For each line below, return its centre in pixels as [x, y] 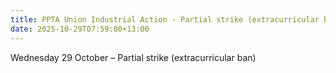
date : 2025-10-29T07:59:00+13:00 [80, 29]
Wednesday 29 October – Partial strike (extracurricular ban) [133, 57]
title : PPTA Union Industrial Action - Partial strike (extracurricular [165, 19]
